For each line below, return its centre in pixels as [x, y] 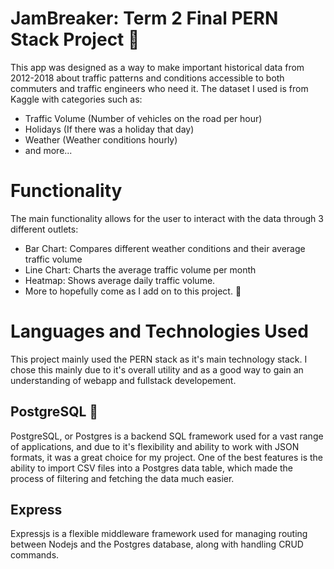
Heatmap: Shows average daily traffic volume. [120, 280]
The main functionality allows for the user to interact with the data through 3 [167, 218]
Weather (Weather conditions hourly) [101, 139]
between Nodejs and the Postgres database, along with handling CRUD [157, 544]
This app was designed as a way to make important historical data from [157, 67]
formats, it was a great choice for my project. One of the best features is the [166, 457]
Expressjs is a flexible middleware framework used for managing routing [159, 534]
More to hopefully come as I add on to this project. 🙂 [133, 291]
